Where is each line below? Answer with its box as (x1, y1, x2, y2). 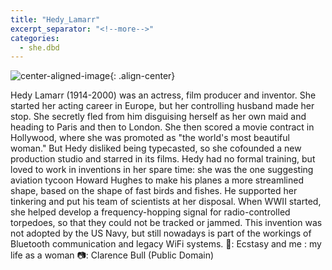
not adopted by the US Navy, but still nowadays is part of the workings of (10, 227, 312, 240)
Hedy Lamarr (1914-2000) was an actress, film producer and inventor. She (10, 89, 317, 101)
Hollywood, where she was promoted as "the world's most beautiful (10, 132, 290, 144)
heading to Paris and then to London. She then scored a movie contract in (10, 121, 315, 133)
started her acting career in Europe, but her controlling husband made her (10, 100, 315, 112)
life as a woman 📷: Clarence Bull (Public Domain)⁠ (10, 249, 215, 261)
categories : (10, 33, 60, 43)
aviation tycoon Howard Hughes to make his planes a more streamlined (10, 174, 305, 186)
